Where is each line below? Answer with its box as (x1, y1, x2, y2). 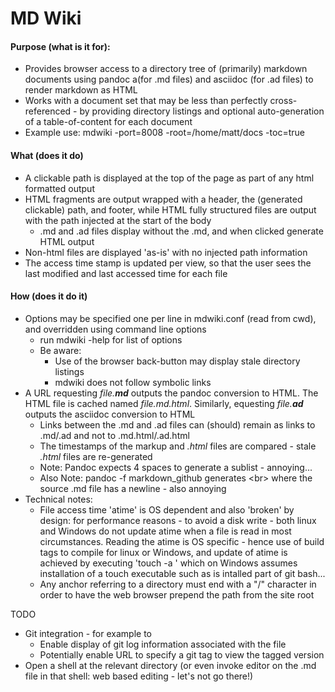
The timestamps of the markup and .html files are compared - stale (39, 440, 317, 452)
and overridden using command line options (24, 323, 207, 335)
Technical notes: (24, 493, 93, 505)
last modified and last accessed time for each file (24, 267, 228, 279)
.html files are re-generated (39, 450, 153, 462)
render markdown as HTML (24, 84, 138, 96)
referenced (24, 105, 72, 117)
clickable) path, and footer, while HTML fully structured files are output (24, 203, 317, 216)
